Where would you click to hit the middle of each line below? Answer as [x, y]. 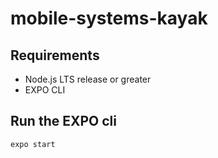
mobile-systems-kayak [109, 18]
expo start [33, 144]
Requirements [55, 55]
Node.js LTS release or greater [88, 79]
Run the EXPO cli [63, 121]
